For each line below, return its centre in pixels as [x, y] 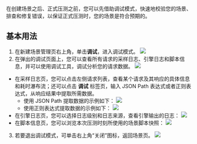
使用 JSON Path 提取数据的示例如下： [69, 101]
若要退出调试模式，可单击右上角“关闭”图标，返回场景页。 [84, 135]
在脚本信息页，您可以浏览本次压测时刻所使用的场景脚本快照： [89, 123]
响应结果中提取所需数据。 [66, 93]
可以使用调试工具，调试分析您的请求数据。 [82, 66]
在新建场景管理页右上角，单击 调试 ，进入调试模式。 [76, 51]
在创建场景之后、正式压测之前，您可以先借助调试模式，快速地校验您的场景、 [99, 9]
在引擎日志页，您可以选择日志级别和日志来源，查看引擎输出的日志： [97, 115]
